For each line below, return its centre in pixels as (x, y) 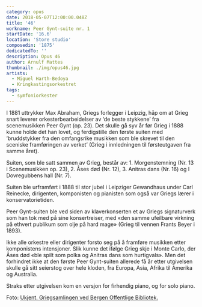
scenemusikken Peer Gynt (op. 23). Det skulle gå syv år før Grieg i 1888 (95, 125)
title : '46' (21, 23)
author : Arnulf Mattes (35, 62)
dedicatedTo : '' (26, 51)
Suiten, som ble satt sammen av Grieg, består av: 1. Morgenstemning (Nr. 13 (100, 162)
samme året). (23, 151)
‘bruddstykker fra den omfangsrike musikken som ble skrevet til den (91, 138)
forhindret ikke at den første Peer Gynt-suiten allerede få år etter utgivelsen (99, 261)
